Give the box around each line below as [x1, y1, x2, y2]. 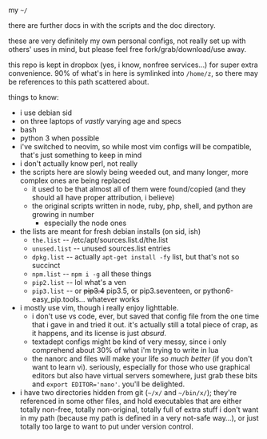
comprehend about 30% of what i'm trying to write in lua [31, 346, 219, 354]
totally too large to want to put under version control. [19, 421, 193, 431]
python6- [202, 286, 234, 295]
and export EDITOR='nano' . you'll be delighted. [31, 379, 185, 389]
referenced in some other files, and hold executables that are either [19, 397, 242, 405]
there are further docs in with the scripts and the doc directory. [8, 21, 216, 30]
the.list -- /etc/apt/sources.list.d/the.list [31, 235, 169, 244]
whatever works [86, 295, 140, 304]
